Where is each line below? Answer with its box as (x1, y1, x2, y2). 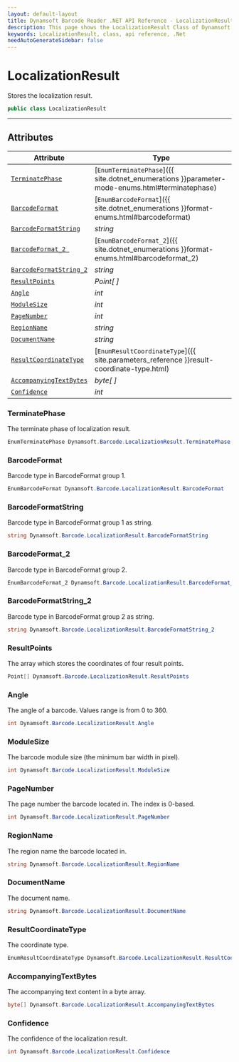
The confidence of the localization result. (7, 1034, 128, 1043)
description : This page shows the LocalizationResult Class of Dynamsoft (7, 24, 231, 31)
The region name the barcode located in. (7, 846, 127, 855)
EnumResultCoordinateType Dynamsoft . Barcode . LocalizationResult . (7, 954, 205, 961)
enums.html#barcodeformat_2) (94, 253, 199, 263)
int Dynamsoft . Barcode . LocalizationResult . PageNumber (7, 814, 171, 821)
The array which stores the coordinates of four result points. (7, 659, 184, 667)
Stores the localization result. (7, 91, 93, 100)
